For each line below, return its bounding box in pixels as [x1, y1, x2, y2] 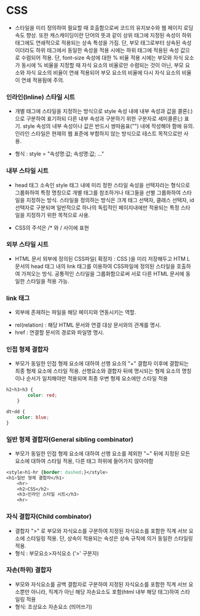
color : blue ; [17, 414, 50, 420]
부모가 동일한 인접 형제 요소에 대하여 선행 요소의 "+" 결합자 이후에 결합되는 [14, 360, 189, 367]
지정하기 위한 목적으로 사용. [26, 211, 90, 218]
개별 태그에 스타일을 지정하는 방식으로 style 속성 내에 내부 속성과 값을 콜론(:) [14, 108, 193, 115]
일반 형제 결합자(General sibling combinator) [6, 435, 134, 443]
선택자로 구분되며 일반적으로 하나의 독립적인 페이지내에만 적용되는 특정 [14, 204, 180, 211]
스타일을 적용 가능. [26, 277, 70, 285]
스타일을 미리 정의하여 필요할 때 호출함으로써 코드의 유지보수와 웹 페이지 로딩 [14, 24, 194, 31]
